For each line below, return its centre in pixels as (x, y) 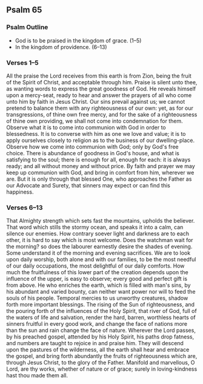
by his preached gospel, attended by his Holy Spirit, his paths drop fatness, (100, 337)
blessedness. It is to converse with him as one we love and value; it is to (96, 133)
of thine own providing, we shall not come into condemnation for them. (95, 121)
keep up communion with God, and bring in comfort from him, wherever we (100, 172)
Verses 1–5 (22, 62)
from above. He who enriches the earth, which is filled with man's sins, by (98, 285)
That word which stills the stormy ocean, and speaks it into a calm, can (95, 227)
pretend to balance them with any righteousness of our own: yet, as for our (100, 108)
